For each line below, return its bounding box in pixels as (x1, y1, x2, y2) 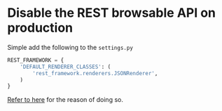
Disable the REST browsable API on (7, 5, 216, 21)
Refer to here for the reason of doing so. (7, 96, 124, 104)
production (7, 20, 74, 36)
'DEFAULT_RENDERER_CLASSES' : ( (20, 63, 111, 70)
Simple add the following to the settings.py (7, 43, 133, 51)
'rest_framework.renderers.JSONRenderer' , (32, 70, 158, 77)
